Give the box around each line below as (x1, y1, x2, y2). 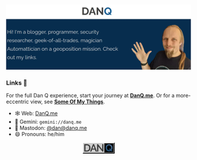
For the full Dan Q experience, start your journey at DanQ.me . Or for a (6, 92, 175, 99)
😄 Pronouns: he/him (14, 131, 64, 138)
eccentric (6, 98, 29, 105)
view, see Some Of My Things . (30, 98, 106, 105)
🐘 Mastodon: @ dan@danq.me (14, 124, 87, 131)
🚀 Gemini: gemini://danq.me (14, 119, 82, 126)
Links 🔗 (6, 79, 28, 87)
